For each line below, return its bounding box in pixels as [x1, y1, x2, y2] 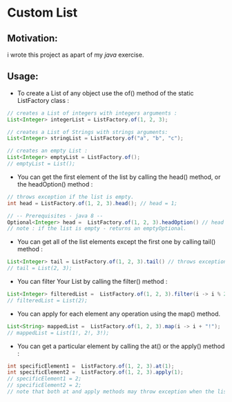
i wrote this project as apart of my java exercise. [7, 50, 144, 59]
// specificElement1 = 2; [7, 375, 81, 383]
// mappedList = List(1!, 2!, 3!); [7, 329, 110, 336]
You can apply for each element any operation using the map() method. [17, 309, 221, 318]
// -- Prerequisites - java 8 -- [7, 212, 104, 219]
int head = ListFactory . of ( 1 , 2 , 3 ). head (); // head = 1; [7, 200, 177, 207]
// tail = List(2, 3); [7, 265, 72, 272]
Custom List [7, 5, 78, 21]
